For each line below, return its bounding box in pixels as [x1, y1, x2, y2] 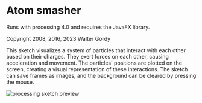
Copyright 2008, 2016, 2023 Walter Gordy [6, 35, 110, 42]
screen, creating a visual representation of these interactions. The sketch [6, 65, 188, 72]
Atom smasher [6, 4, 81, 17]
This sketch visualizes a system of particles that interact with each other [6, 46, 186, 54]
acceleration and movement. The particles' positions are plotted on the [6, 59, 183, 66]
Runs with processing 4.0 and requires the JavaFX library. [6, 23, 150, 31]
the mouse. [6, 78, 34, 86]
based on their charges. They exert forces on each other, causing [6, 53, 169, 60]
